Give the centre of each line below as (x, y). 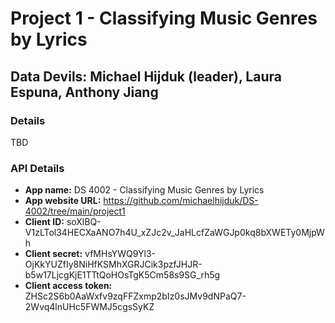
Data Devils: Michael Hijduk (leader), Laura (146, 76)
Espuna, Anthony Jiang (84, 92)
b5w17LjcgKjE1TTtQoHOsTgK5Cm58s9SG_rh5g (122, 275)
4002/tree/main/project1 (75, 211)
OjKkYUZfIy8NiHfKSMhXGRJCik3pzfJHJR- (113, 264)
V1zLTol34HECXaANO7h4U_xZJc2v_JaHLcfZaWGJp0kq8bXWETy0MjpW (174, 233)
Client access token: (68, 286)
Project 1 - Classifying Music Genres (164, 18)
